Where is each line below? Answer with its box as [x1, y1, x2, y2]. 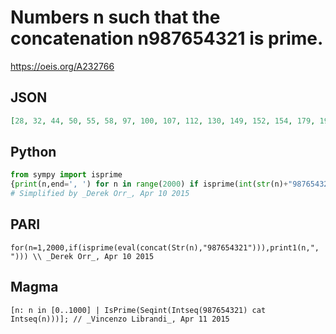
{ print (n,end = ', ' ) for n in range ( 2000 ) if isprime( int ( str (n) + [10, 179, 289, 190]
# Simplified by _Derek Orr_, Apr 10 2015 [10, 189, 190, 199]
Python [10, 144, 57, 161]
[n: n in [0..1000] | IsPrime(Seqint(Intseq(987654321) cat [10, 305, 267, 315]
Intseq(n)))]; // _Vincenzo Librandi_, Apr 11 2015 [10, 314, 230, 324]
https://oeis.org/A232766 [10, 60, 115, 72]
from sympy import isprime [10, 170, 123, 180]
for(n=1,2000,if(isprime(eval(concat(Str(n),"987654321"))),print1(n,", [10, 242, 320, 253]
